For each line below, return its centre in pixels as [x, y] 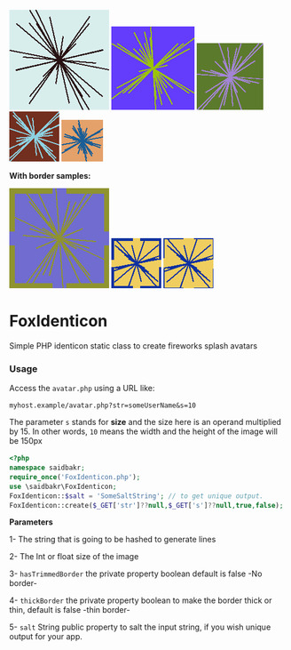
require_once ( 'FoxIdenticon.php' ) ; [75, 477]
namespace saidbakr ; [47, 468]
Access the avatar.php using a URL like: [82, 389]
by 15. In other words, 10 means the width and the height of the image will [143, 431]
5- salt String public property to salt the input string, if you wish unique [140, 627]
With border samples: [50, 176]
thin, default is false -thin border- [70, 610]
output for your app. [46, 637]
